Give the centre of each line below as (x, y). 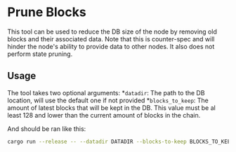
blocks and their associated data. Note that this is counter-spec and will (111, 39)
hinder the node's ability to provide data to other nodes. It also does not (111, 46)
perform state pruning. (40, 54)
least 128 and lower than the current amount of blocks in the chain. (104, 115)
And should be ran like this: (47, 129)
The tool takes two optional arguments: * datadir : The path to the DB (106, 92)
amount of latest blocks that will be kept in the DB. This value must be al (111, 108)
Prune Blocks (47, 12)
